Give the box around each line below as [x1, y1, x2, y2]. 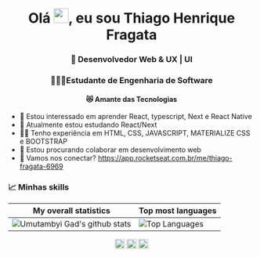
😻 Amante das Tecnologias [85, 94, 178, 103]
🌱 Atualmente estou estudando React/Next [19, 120, 157, 129]
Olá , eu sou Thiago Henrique [27, 9, 236, 27]
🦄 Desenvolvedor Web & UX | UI [70, 54, 193, 65]
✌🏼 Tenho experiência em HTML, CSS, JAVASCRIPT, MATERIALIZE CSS [19, 128, 251, 138]
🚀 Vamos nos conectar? [19, 154, 96, 163]
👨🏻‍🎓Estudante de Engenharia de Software [50, 75, 213, 86]
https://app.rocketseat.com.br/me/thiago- [97, 154, 233, 163]
